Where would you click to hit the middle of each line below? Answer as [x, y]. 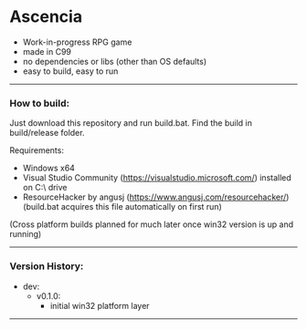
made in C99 [47, 51]
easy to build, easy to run [70, 71]
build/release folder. [47, 133]
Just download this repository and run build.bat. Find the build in [131, 123]
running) [26, 234]
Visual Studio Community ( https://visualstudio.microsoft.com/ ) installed [157, 178]
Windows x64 [49, 168]
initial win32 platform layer [100, 305]
